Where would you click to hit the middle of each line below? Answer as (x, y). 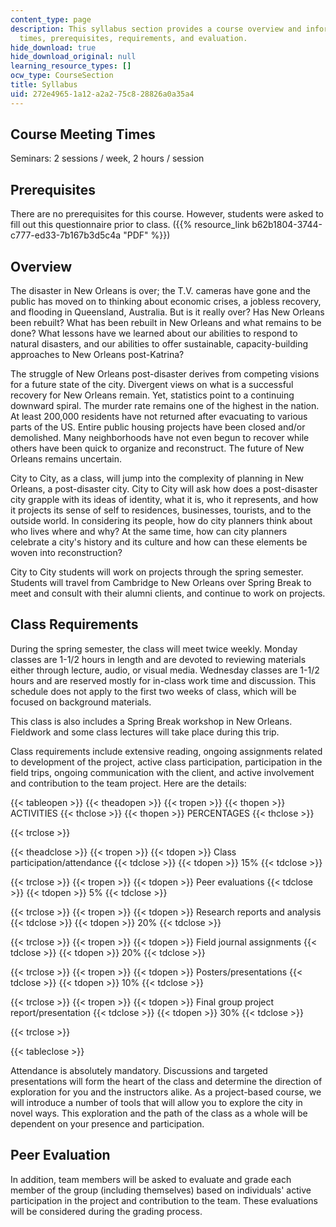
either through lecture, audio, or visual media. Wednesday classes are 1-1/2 (165, 670)
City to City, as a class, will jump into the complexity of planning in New (157, 478)
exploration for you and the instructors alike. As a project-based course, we (166, 1092)
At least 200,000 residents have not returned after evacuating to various (159, 417)
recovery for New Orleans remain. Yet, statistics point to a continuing (152, 395)
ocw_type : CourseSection (62, 76)
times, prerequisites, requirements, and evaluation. (133, 38)
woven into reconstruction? (66, 553)
